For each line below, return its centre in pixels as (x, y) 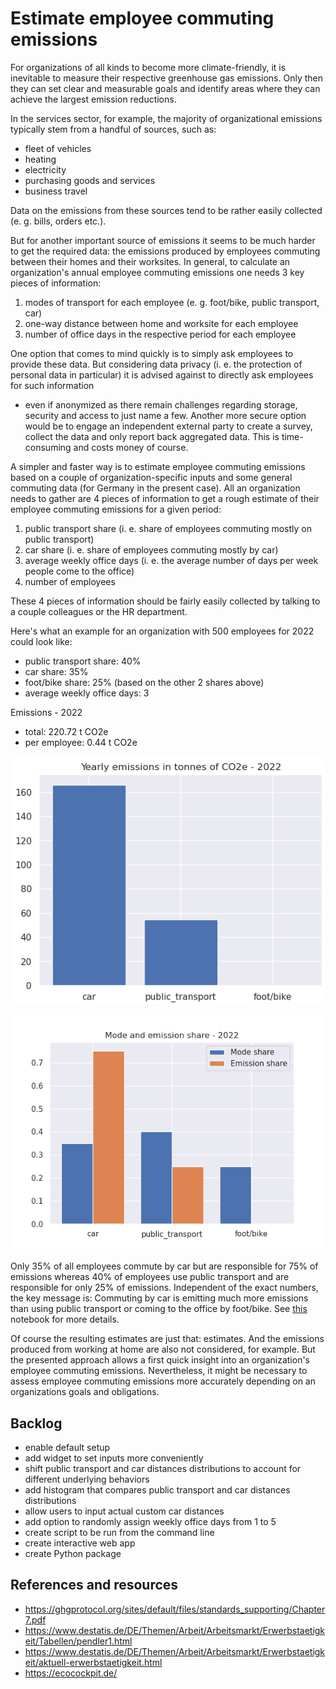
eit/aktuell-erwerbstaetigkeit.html (93, 1662)
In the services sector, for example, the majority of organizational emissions (166, 118)
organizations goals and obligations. (85, 1392)
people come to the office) (79, 571)
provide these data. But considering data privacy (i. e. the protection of (156, 364)
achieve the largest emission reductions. (93, 99)
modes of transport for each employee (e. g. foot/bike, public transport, (172, 302)
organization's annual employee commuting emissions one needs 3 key (157, 272)
